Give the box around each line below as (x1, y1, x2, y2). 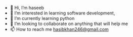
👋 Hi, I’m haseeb (10, 5, 45, 10)
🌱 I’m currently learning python (10, 15, 75, 21)
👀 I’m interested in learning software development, (10, 10, 115, 16)
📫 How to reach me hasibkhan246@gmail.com (10, 26, 109, 32)
